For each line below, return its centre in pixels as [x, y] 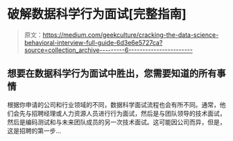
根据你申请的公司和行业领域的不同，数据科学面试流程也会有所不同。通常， [113, 104]
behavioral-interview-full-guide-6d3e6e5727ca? [93, 42]
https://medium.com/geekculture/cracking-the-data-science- [131, 35]
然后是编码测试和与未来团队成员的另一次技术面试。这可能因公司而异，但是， [116, 122]
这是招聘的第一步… [34, 131]
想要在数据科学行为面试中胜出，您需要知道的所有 [112, 74]
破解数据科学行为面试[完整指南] [97, 14]
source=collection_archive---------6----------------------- [108, 50]
